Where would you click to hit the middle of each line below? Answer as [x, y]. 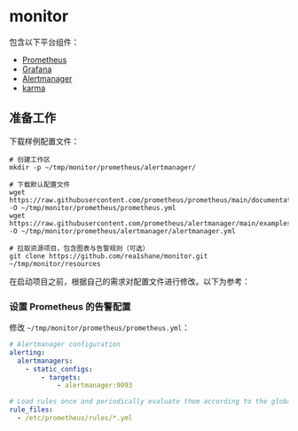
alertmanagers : [45, 361]
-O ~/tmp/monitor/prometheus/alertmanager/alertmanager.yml [123, 231]
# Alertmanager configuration [65, 345]
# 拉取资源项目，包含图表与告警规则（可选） [79, 248]
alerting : [27, 352]
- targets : [61, 377]
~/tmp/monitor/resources [55, 263]
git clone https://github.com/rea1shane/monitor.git [109, 256]
